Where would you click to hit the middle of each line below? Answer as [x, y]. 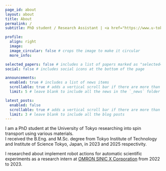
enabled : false [25, 105]
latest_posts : [20, 100]
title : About [19, 19]
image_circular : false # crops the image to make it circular [75, 51]
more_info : [21, 55]
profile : [14, 37]
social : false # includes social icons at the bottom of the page [75, 69]
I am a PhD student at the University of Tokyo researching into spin [73, 128]
